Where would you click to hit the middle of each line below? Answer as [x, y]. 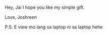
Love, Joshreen [21, 17]
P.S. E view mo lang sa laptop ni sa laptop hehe [54, 27]
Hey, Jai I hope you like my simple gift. [45, 7]
